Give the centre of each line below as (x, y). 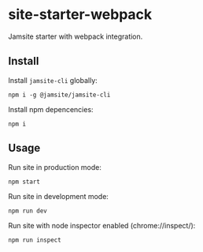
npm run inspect (35, 240)
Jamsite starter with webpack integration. (76, 36)
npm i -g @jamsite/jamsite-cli (59, 95)
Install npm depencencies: (51, 109)
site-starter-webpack (80, 15)
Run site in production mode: (55, 167)
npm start (24, 182)
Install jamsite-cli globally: (53, 80)
